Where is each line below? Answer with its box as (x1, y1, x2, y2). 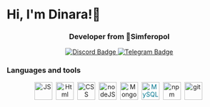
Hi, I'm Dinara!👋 (6, 6, 101, 23)
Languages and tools (6, 65, 81, 75)
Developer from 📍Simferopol (69, 32, 170, 42)
